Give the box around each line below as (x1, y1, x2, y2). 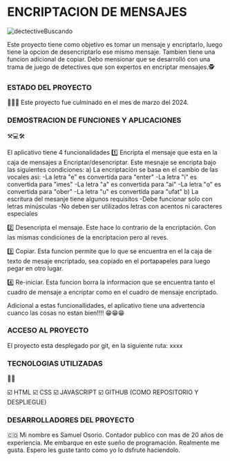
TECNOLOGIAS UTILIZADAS (7, 358, 104, 368)
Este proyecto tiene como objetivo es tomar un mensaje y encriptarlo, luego (7, 40, 223, 48)
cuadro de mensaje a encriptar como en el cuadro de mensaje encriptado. (7, 288, 218, 296)
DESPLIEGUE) (7, 398, 47, 406)
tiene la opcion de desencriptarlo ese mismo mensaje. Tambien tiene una (7, 48, 215, 56)
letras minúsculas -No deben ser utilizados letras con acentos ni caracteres (7, 202, 222, 210)
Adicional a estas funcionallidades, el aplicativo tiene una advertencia (7, 301, 205, 309)
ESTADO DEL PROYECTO (7, 82, 92, 92)
